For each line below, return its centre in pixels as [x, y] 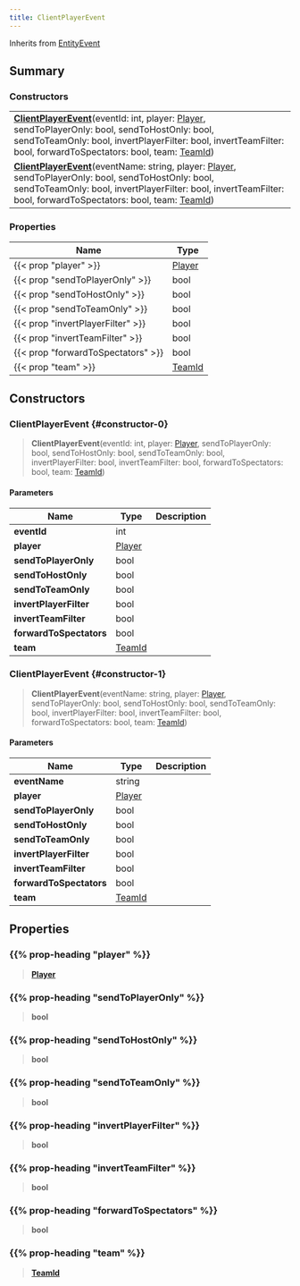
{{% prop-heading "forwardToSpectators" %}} [114, 1211]
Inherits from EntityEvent [55, 43]
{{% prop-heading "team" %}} [77, 1253]
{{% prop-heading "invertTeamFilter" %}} [103, 1168]
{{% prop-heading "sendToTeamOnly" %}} [105, 1083]
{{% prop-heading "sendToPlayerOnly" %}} [107, 997]
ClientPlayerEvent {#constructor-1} [88, 674]
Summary [37, 71]
